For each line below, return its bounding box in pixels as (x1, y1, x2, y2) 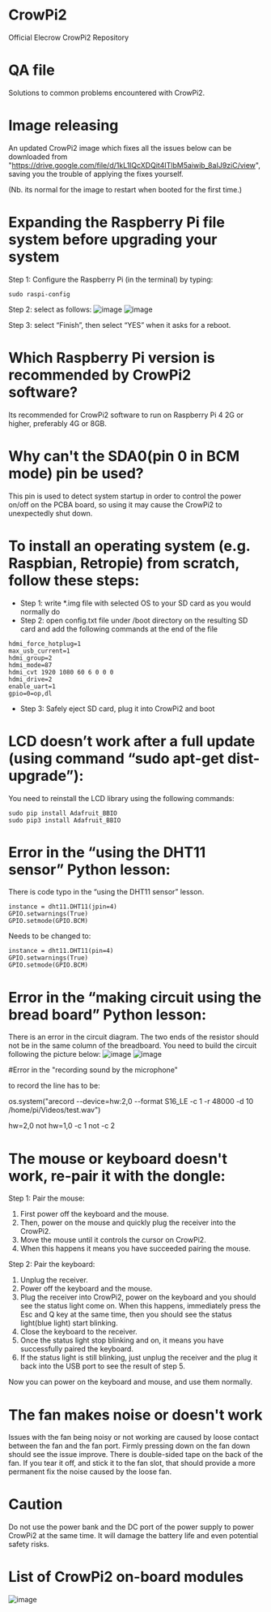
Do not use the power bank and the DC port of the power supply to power (8, 1522, 254, 1532)
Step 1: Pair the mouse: (8, 1193, 85, 1203)
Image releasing (8, 116, 119, 135)
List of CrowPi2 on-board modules (8, 1568, 244, 1586)
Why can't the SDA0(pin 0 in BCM (8, 446, 240, 465)
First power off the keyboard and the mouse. (19, 1209, 169, 1219)
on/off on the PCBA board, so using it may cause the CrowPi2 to (8, 499, 222, 509)
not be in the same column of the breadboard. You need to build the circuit (8, 1041, 257, 1050)
